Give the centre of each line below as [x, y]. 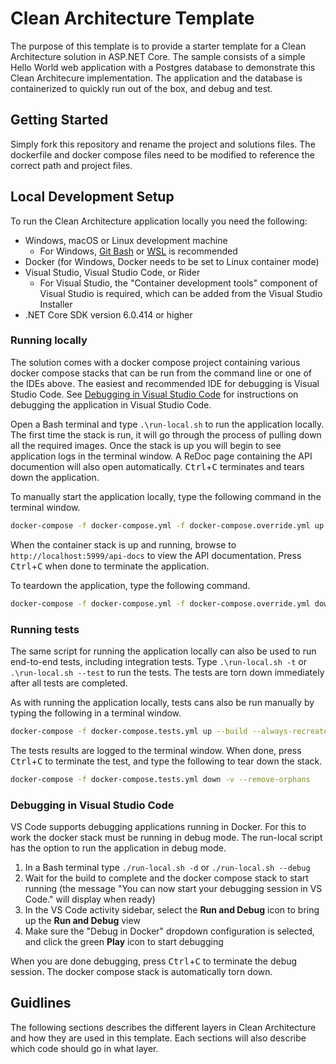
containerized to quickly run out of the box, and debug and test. [141, 88]
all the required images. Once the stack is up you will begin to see [146, 445]
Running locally [49, 340]
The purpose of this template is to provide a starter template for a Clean [158, 46]
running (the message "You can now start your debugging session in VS [173, 888]
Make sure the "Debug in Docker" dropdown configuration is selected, [169, 931]
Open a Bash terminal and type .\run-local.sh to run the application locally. [167, 424]
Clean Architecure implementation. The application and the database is [156, 78]
